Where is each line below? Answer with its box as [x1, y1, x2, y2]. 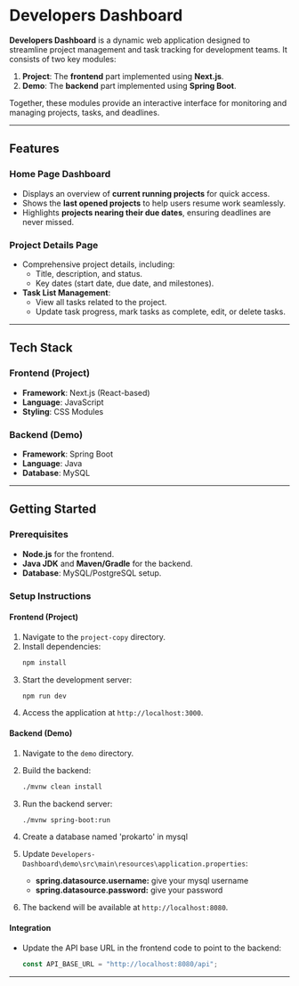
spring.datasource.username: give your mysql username [35, 876, 249, 886]
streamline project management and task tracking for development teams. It [9, 44, 287, 54]
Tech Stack [9, 340, 73, 356]
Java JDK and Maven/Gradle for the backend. [21, 558, 193, 569]
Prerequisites [9, 529, 69, 541]
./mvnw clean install [21, 782, 102, 791]
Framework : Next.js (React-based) [21, 387, 150, 398]
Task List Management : [21, 287, 111, 298]
